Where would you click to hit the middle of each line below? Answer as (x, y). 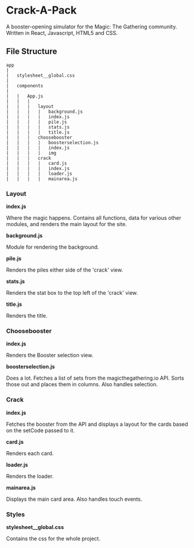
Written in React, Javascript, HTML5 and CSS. (62, 32)
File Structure (32, 52)
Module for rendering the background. (52, 247)
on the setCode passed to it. (40, 430)
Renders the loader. (30, 476)
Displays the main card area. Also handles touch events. (74, 499)
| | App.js (25, 96)
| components (25, 86)
